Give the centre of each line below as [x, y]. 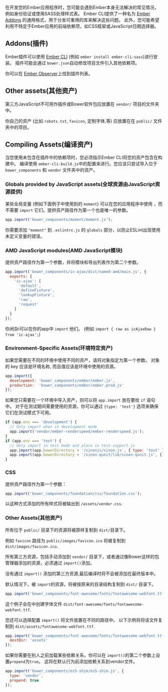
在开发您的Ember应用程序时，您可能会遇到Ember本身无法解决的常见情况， [82, 7]
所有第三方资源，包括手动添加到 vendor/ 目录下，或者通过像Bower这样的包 [82, 556]
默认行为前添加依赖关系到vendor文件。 [97, 661]
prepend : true [24, 680]
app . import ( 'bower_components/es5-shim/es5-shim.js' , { [64, 671]
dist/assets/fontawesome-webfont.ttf [54, 627]
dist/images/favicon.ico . [32, 546]
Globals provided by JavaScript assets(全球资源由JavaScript [80, 184]
